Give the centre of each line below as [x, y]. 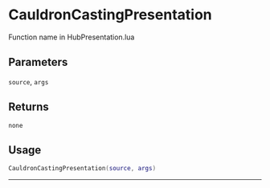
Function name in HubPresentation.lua [72, 37]
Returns [29, 107]
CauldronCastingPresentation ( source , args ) [82, 169]
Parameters [38, 62]
